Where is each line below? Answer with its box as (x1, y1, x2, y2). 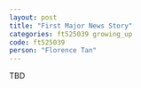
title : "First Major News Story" (9, 21, 133, 30)
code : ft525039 (9, 37, 66, 47)
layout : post (9, 12, 58, 22)
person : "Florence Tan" (9, 46, 98, 55)
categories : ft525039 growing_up (9, 29, 133, 38)
